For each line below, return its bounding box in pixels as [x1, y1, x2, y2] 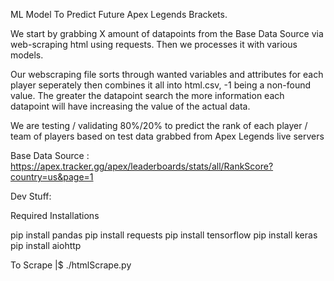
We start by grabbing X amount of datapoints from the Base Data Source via [10, 28, 324, 39]
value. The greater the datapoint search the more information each [10, 90, 285, 101]
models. [10, 49, 44, 61]
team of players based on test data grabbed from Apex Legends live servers [10, 130, 325, 142]
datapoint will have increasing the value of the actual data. [10, 100, 251, 112]
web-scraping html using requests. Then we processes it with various [10, 39, 298, 50]
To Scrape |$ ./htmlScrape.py [10, 259, 132, 271]
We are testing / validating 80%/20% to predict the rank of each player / [10, 120, 308, 131]
